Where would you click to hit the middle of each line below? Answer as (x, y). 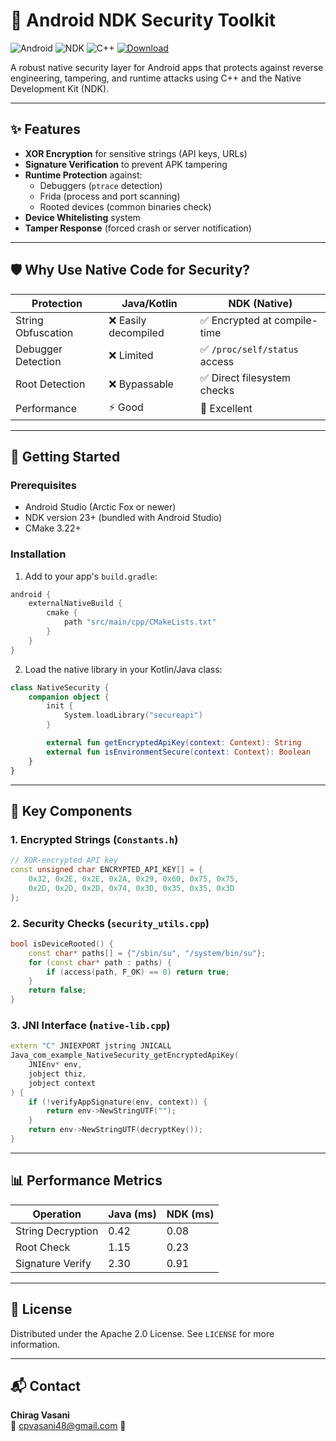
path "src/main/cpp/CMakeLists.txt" (140, 622)
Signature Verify (53, 1263)
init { (60, 706)
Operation (57, 1214)
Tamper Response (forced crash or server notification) (138, 228)
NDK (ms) (190, 1214)
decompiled (136, 332)
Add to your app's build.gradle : (91, 576)
